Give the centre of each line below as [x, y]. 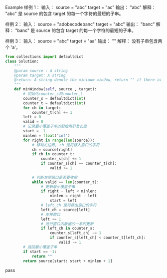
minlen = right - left [73, 196]
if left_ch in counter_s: [68, 229]
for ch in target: [42, 108]
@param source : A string [41, 71]
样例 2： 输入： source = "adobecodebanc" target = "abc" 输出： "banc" [80, 24]
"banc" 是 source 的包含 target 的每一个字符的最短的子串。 [75, 30]
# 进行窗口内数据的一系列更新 [67, 224]
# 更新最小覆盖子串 [58, 187]
